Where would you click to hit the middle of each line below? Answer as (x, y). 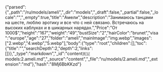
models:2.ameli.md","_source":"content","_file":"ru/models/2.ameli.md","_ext (81, 59)
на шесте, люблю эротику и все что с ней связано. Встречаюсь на (75, 22)
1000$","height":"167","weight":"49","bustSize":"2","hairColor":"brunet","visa (82, 33)
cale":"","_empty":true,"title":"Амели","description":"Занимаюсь (70, 17)
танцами (144, 17)
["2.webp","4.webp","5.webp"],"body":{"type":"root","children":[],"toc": (76, 43)
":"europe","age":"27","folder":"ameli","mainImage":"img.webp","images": (79, 38)
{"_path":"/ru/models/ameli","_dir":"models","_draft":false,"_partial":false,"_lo (82, 12)
